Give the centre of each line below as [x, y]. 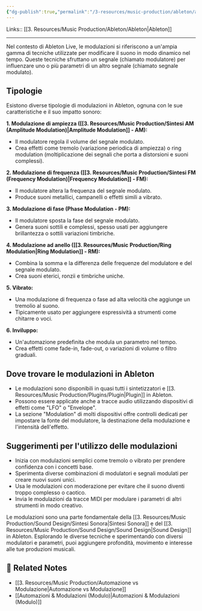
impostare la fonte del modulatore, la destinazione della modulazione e [103, 421]
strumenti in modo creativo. [49, 505]
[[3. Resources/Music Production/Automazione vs [77, 583]
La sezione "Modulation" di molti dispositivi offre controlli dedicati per [101, 414]
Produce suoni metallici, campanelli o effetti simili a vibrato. [88, 197]
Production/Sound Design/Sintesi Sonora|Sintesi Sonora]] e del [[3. [90, 523]
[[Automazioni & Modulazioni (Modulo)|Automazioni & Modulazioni [97, 595]
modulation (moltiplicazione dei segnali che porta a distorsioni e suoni [101, 155]
